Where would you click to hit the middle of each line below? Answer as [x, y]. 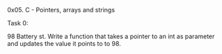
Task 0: [18, 23]
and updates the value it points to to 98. [64, 43]
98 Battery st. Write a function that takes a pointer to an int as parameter [111, 36]
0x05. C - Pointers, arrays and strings [61, 10]
